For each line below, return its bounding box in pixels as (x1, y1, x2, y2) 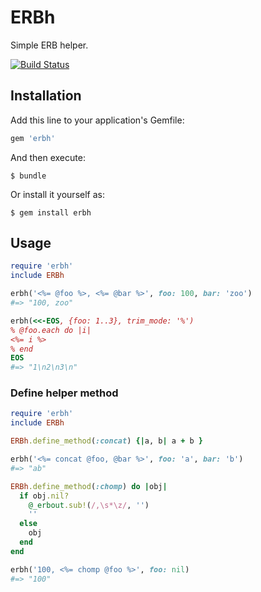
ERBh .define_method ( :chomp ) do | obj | (10, 481, 168, 491)
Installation (10, 87, 82, 105)
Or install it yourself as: (10, 188, 105, 200)
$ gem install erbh (10, 207, 92, 218)
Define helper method (10, 386, 119, 400)
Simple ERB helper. (10, 39, 89, 51)
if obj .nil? (19, 491, 70, 501)
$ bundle (10, 171, 47, 181)
